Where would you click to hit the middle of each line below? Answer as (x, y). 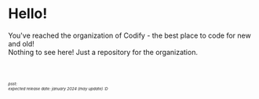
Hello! (28, 14)
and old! (22, 43)
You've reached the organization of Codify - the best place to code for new (129, 35)
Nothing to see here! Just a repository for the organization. (103, 52)
